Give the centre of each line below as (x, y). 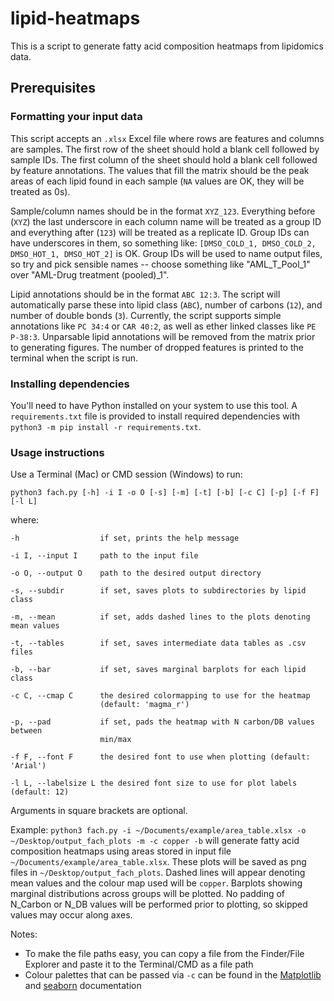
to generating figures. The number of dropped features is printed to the (157, 347)
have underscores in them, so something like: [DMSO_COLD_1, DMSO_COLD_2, (163, 243)
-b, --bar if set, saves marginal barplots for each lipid (158, 670)
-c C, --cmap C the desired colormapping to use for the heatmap (160, 696)
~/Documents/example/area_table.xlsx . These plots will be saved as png (158, 862)
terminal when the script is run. (74, 358)
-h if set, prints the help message (125, 538)
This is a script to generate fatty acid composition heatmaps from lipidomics (167, 46)
